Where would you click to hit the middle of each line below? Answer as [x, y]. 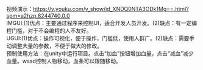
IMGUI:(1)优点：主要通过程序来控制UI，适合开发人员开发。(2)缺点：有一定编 [101, 23]
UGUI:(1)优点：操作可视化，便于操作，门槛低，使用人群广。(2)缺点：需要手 [101, 38]
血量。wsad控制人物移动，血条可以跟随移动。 [64, 61]
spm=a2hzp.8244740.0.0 [38, 16]
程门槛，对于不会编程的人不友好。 [49, 30]
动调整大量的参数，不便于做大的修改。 [54, 46]
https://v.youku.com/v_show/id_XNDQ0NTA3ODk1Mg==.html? [111, 9]
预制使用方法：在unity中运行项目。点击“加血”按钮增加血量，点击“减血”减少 [100, 53]
